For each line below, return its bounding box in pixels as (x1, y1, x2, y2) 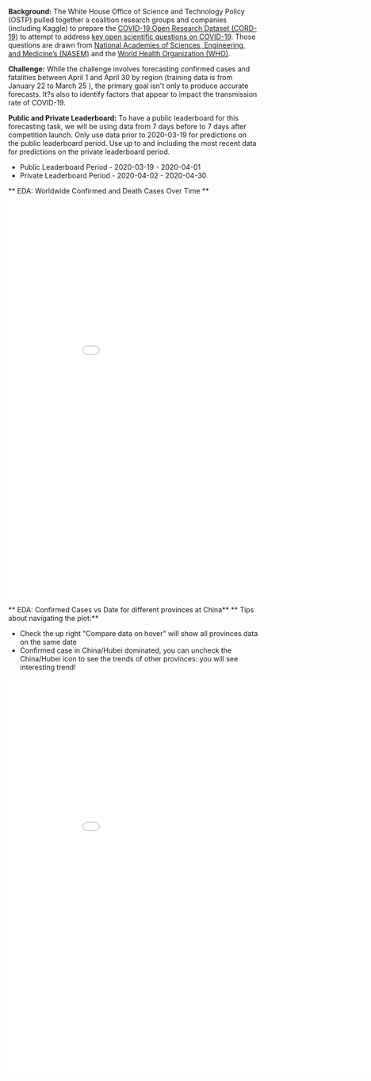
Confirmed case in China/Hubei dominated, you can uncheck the (19, 646, 232, 655)
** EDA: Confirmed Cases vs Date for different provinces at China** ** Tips (8, 605, 254, 614)
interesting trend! (19, 662, 77, 672)
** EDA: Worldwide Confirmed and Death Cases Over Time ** (8, 186, 210, 195)
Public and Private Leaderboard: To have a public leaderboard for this (8, 113, 239, 122)
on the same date (19, 638, 78, 646)
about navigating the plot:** (8, 614, 99, 623)
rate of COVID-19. (8, 98, 66, 107)
